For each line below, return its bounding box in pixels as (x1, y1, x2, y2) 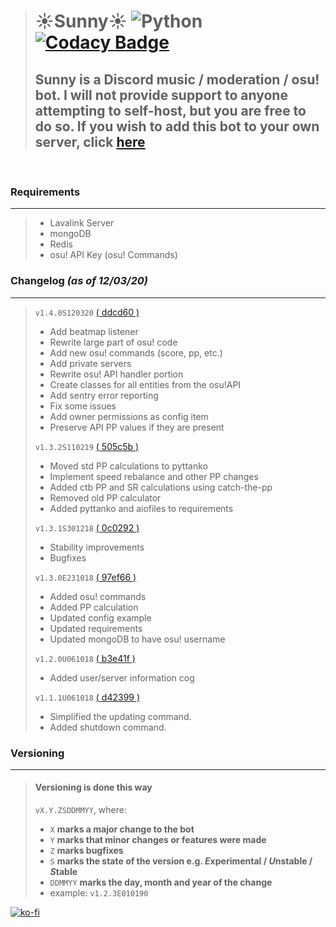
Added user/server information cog (49, 671, 195, 684)
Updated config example (49, 611, 152, 624)
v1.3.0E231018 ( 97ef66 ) (34, 571, 137, 583)
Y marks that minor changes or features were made (49, 834, 267, 846)
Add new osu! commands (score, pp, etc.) (49, 346, 223, 359)
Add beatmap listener (49, 325, 139, 337)
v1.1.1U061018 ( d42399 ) (34, 691, 141, 703)
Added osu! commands (49, 590, 147, 602)
